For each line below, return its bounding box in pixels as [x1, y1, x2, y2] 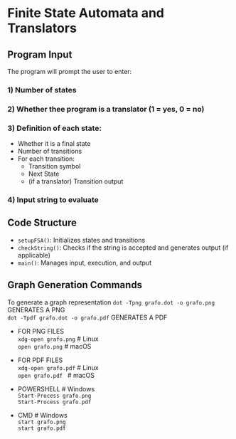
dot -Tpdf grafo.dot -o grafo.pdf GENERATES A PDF [7, 313, 168, 322]
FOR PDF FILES [17, 356, 63, 364]
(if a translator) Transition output [28, 177, 124, 186]
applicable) [17, 250, 51, 259]
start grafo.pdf [17, 425, 66, 432]
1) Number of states [7, 85, 77, 95]
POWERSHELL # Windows [17, 384, 95, 393]
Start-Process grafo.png [17, 392, 92, 399]
